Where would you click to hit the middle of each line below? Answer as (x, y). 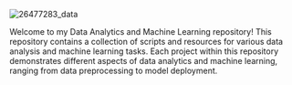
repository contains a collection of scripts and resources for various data (146, 42)
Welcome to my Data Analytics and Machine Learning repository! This (141, 32)
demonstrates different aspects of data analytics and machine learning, (144, 61)
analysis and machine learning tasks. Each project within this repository (144, 51)
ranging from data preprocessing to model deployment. (114, 70)
